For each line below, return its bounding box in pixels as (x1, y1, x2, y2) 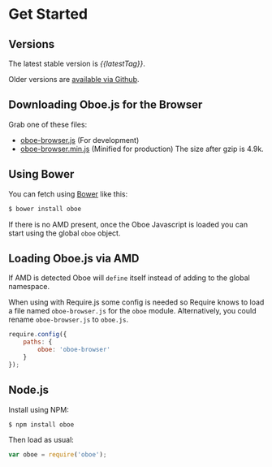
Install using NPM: (8, 404, 69, 414)
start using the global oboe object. (8, 228, 121, 238)
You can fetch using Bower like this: (8, 188, 128, 199)
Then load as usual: (8, 435, 75, 445)
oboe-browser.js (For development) (19, 135, 140, 145)
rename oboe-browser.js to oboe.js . (8, 314, 128, 325)
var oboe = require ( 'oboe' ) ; (8, 451, 107, 459)
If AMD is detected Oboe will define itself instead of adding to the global (8, 273, 250, 283)
